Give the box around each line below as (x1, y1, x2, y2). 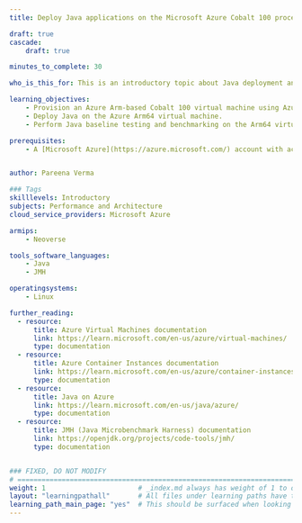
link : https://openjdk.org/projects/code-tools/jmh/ (32, 434, 235, 443)
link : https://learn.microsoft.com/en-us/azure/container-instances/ (32, 367, 299, 376)
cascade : (9, 38, 42, 47)
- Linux (25, 293, 54, 302)
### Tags (9, 185, 42, 194)
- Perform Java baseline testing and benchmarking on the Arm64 (25, 120, 271, 129)
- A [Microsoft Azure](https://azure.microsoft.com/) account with (25, 145, 283, 154)
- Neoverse (25, 235, 67, 244)
